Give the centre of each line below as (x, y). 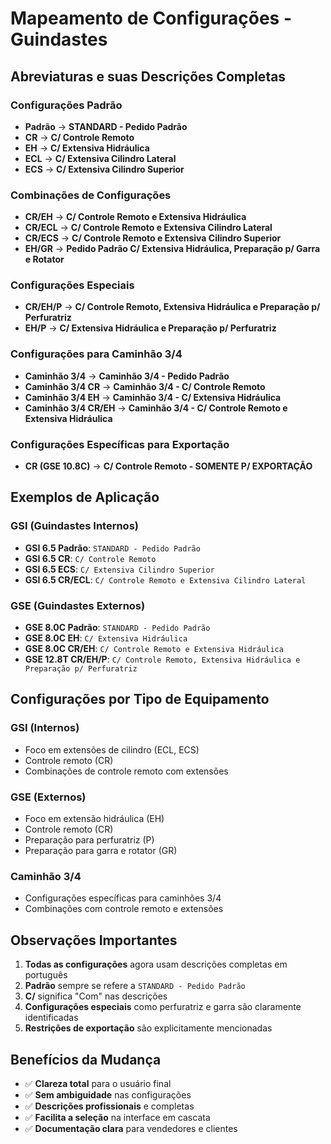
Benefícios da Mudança (86, 1059)
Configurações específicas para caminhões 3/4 (123, 898)
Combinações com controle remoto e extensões (124, 909)
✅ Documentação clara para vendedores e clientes (131, 1128)
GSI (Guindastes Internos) (74, 526)
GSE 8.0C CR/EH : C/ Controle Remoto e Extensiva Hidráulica (154, 649)
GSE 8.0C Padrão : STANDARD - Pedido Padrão (117, 628)
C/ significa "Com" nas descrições (96, 996)
